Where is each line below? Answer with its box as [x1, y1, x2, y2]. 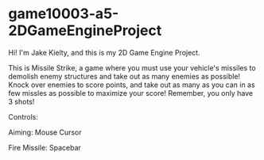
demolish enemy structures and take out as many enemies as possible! [8, 71, 241, 81]
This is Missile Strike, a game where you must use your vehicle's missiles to [8, 63, 256, 72]
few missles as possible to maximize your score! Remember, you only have [8, 88, 253, 97]
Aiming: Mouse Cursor [8, 128, 82, 137]
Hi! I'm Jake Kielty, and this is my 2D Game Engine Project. [8, 48, 200, 57]
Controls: [8, 112, 38, 121]
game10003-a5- [8, 5, 119, 23]
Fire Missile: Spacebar [8, 143, 82, 152]
